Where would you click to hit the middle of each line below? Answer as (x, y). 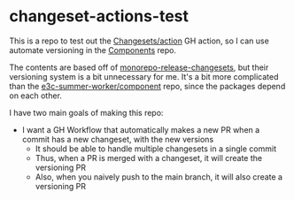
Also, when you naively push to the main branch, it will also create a (159, 177)
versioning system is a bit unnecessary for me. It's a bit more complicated (144, 76)
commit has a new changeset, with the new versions (118, 139)
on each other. (35, 96)
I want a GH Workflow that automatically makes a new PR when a (141, 129)
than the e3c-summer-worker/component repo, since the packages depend (147, 86)
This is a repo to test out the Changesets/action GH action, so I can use (139, 41)
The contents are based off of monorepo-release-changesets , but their (139, 67)
